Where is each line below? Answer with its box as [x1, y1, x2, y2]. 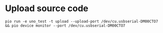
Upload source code [5, 3, 89, 14]
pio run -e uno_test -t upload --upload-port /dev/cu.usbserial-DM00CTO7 [5, 19, 159, 24]
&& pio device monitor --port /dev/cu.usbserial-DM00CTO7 [5, 23, 125, 28]
